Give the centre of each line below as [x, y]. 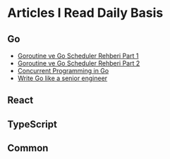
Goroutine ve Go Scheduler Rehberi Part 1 [78, 56]
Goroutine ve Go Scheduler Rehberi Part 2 [79, 63]
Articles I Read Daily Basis [85, 13]
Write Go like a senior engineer [62, 78]
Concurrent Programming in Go [63, 71]
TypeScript [32, 124]
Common [28, 148]
